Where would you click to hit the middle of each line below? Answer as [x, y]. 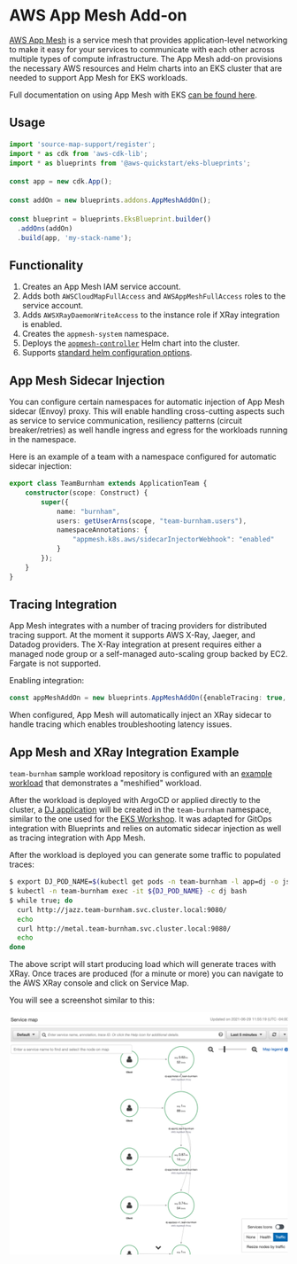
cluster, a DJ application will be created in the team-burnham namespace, [140, 810]
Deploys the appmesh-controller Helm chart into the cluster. [131, 343]
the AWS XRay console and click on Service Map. [99, 983]
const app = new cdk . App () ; [61, 182]
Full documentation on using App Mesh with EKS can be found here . [133, 95]
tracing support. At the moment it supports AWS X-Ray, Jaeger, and [132, 636]
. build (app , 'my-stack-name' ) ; [75, 238]
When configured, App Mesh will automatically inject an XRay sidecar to [141, 715]
